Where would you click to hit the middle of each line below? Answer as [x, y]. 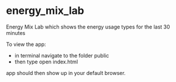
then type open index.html [46, 62]
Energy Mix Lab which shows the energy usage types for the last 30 [88, 27]
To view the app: [26, 44]
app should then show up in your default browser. [66, 73]
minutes [16, 33]
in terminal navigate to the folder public [62, 55]
